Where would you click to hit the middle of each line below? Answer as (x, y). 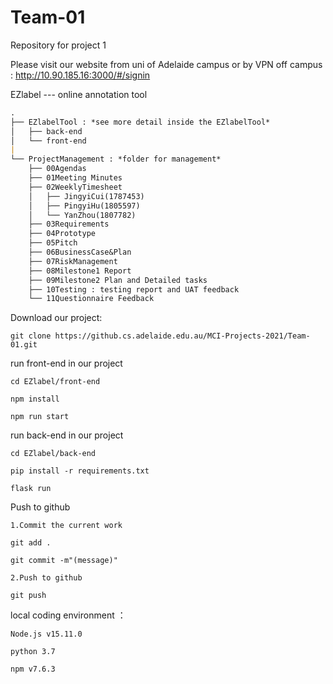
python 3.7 (33, 652)
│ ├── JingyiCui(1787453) (86, 196)
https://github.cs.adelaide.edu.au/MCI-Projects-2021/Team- (182, 336)
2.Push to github (46, 578)
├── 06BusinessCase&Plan (80, 252)
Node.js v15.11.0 (46, 634)
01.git (24, 345)
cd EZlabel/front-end (55, 382)
